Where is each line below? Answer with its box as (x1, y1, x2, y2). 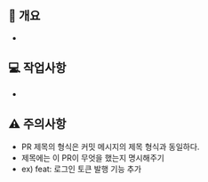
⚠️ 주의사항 (8, 116, 67, 131)
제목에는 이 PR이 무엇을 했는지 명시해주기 (20, 153, 165, 163)
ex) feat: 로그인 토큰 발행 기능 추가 (20, 163, 142, 175)
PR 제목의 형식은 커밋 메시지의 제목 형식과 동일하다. (20, 141, 200, 153)
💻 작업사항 (8, 60, 67, 75)
